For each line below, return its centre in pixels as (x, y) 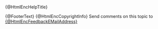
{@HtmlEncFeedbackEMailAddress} (41, 22)
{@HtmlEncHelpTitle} (26, 7)
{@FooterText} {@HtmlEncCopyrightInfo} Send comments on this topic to (79, 16)
